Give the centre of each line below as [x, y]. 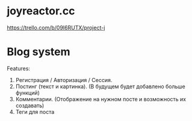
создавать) [30, 105]
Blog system [39, 52]
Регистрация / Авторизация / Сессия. [64, 80]
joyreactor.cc [41, 11]
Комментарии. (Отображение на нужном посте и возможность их [101, 99]
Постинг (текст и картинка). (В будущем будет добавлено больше [100, 86]
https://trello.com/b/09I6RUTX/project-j [56, 28]
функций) [27, 93]
